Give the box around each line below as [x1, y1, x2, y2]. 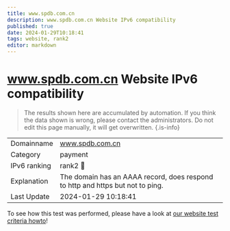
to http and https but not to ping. [60, 180, 164, 190]
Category [10, 149, 41, 159]
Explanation [10, 176, 49, 186]
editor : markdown [7, 42, 57, 49]
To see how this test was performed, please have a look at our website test [7, 209, 219, 217]
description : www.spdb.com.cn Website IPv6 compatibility [7, 16, 176, 23]
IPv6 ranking [10, 160, 51, 170]
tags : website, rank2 [7, 36, 69, 42]
